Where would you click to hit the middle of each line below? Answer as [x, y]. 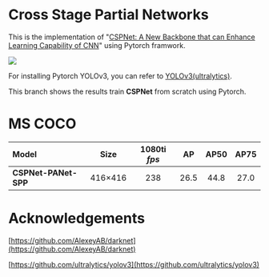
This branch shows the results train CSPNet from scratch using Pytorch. [127, 91]
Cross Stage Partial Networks [109, 15]
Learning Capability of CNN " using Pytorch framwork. [97, 45]
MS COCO [42, 124]
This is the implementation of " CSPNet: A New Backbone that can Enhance [132, 37]
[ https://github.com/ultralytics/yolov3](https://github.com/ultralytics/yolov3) [134, 264]
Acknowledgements [77, 219]
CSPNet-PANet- [45, 172]
